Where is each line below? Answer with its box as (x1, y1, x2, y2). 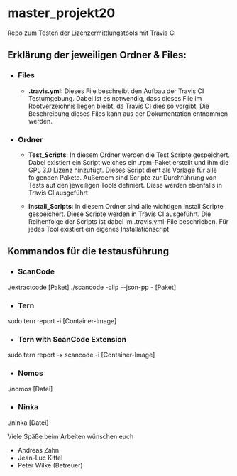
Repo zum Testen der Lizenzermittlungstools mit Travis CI (7, 28, 176, 37)
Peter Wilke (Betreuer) (17, 460, 83, 470)
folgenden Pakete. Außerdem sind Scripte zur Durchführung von (28, 173, 217, 182)
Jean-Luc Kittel (17, 453, 63, 462)
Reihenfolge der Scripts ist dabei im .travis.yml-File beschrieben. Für (28, 217, 229, 225)
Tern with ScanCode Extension (17, 334, 126, 344)
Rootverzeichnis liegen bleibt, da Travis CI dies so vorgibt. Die (28, 102, 209, 110)
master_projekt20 (7, 5, 116, 21)
